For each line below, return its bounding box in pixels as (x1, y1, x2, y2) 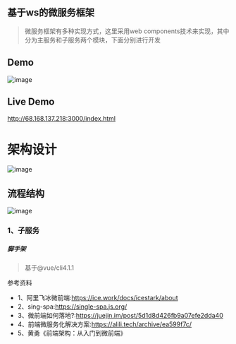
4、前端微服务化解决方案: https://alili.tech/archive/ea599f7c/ (17, 320, 192, 328)
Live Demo (7, 96, 55, 108)
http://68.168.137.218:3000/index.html (7, 114, 116, 123)
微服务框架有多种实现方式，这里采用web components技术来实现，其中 (24, 27, 230, 35)
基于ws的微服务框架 (7, 6, 95, 19)
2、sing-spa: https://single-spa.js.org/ (17, 302, 128, 311)
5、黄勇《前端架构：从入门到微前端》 (17, 329, 127, 338)
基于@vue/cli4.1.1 (24, 263, 75, 272)
